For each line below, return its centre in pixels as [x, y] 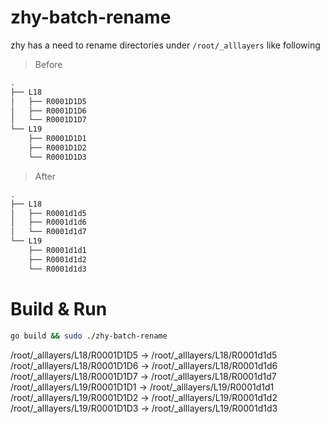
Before [48, 64]
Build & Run [59, 308]
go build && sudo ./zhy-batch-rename [89, 336]
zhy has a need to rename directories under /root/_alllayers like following [165, 45]
